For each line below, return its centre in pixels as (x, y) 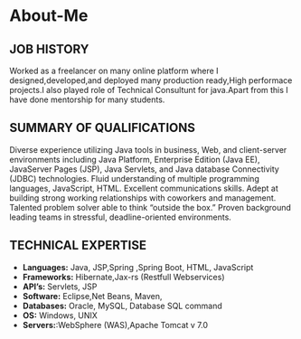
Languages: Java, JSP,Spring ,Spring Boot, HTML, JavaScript (138, 267)
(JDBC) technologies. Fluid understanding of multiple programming (134, 178)
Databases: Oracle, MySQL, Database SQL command (122, 306)
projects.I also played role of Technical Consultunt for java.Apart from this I (149, 90)
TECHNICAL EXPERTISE (78, 245)
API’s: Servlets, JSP (60, 287)
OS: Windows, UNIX (60, 315)
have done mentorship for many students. (87, 99)
